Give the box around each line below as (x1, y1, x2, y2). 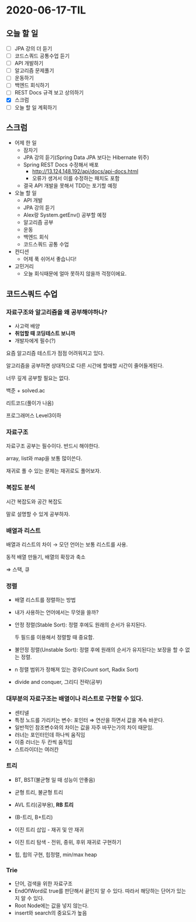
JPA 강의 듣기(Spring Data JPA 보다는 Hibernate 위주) (23, 154, 149, 161)
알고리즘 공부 (23, 219, 54, 226)
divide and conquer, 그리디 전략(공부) (14, 679, 102, 686)
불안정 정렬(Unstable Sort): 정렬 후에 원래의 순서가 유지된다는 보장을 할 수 (14, 646, 184, 653)
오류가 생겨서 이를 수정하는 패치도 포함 (32, 175, 120, 182)
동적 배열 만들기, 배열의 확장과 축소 (6, 553, 86, 560)
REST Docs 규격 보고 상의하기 (14, 89, 84, 96)
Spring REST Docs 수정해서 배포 (23, 161, 99, 168)
